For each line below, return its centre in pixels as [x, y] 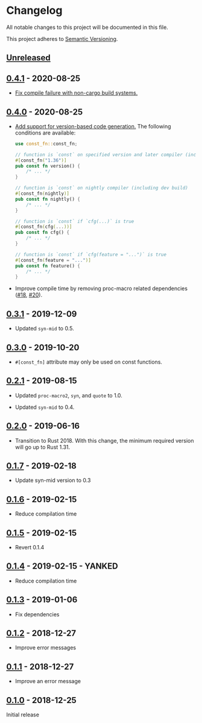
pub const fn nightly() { [47, 199]
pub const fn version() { [47, 166]
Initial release [23, 715]
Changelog [34, 11]
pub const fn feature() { [47, 266]
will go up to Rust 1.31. [43, 447]
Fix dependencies [37, 614]
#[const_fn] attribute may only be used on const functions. [89, 362]
